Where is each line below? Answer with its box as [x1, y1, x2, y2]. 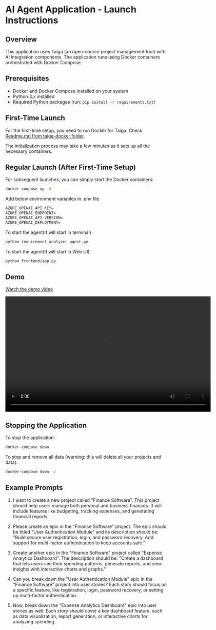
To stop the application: [5, 435, 55, 441]
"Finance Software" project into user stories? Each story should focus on [12, 581, 167, 587]
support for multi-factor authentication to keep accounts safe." [12, 540, 145, 546]
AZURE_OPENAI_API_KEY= [5, 206, 54, 211]
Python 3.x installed [12, 93, 55, 100]
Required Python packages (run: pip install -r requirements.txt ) [12, 99, 155, 105]
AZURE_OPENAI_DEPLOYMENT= [5, 220, 61, 225]
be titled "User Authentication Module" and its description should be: [12, 528, 159, 535]
